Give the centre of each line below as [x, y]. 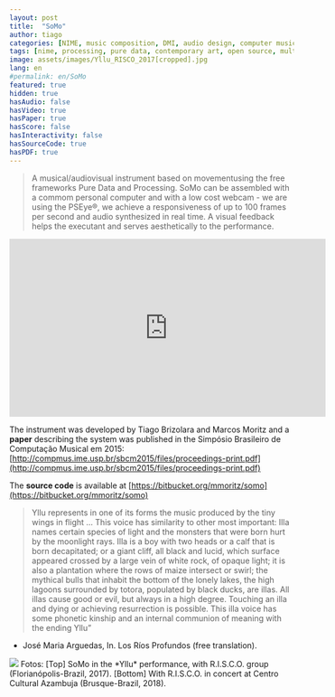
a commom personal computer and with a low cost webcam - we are [159, 197]
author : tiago [36, 34]
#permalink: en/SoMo [48, 77]
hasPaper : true [38, 118]
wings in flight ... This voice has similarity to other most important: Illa [160, 522]
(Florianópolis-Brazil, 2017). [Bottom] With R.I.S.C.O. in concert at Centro [144, 673]
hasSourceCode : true [48, 144]
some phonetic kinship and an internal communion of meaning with [156, 618]
